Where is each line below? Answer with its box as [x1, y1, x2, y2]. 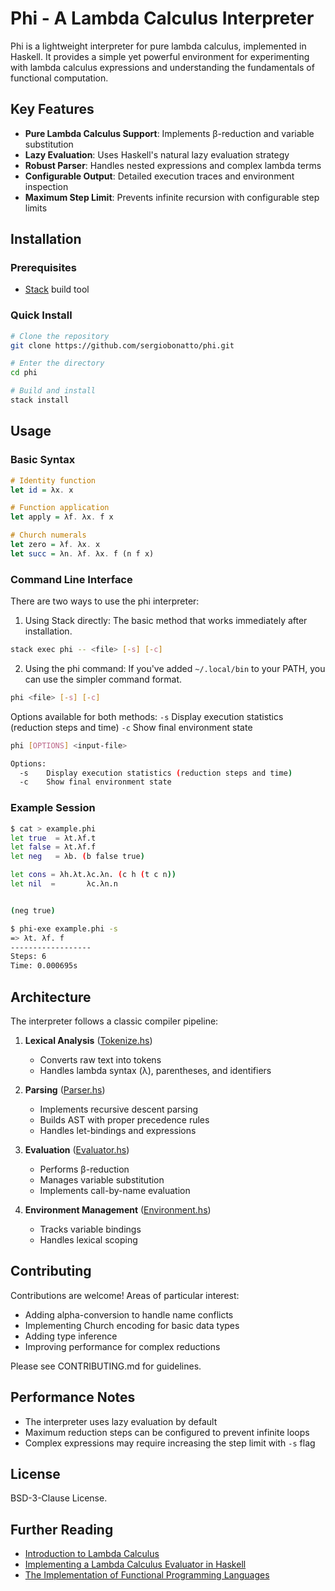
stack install [10, 395, 70, 406]
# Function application [10, 503, 110, 513]
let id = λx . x [10, 485, 74, 495]
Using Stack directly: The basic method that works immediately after [24, 615, 308, 627]
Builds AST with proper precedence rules [39, 1113, 210, 1126]
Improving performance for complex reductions [24, 1340, 221, 1352]
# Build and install [10, 386, 97, 396]
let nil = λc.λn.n [10, 879, 118, 889]
